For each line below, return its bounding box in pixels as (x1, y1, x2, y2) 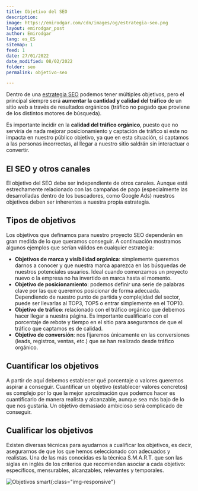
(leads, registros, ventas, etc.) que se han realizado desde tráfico (14, 337, 174, 344)
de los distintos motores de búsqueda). (6, 110, 102, 117)
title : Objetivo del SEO (6, 8, 68, 15)
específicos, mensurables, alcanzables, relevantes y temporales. (6, 467, 164, 474)
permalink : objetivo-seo (6, 69, 68, 75)
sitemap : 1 (6, 42, 33, 48)
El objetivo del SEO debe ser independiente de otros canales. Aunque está (6, 179, 188, 187)
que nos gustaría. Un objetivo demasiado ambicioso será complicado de (6, 402, 183, 409)
